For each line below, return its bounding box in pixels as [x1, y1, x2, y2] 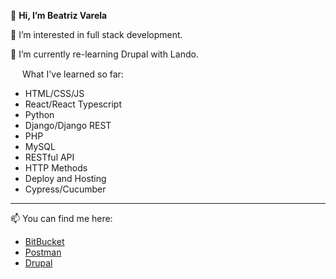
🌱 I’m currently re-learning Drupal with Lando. [10, 48, 199, 60]
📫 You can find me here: [10, 213, 113, 224]
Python [24, 109, 55, 120]
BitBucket [24, 236, 65, 247]
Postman [24, 246, 62, 258]
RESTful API [24, 151, 75, 163]
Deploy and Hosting [24, 173, 107, 184]
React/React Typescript [24, 98, 122, 110]
